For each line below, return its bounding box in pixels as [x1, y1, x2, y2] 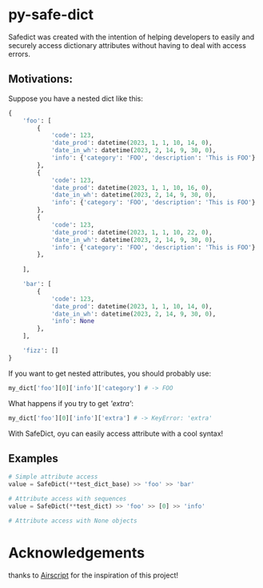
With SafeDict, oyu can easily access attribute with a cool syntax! [8, 429, 224, 438]
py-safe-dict [8, 6, 94, 24]
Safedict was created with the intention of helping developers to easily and [8, 32, 255, 42]
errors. [8, 49, 30, 58]
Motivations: [8, 72, 74, 86]
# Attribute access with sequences [8, 495, 127, 503]
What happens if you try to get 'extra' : [8, 398, 134, 408]
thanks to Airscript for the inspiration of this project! [8, 570, 178, 580]
